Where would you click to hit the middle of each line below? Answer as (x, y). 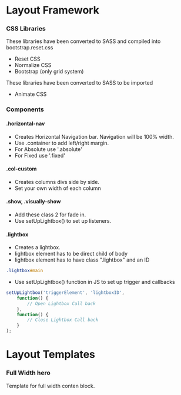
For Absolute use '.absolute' (48, 149)
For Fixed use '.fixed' (40, 155)
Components (25, 109)
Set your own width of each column (58, 188)
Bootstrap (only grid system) (49, 72)
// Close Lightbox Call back (63, 320)
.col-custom (21, 169)
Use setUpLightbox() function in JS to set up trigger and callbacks (95, 282)
